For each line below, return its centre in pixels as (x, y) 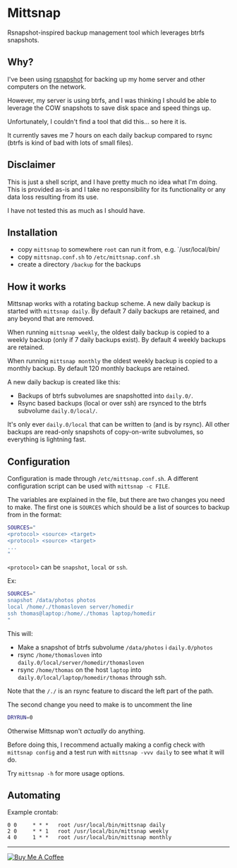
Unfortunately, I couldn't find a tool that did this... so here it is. (97, 121)
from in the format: (35, 515)
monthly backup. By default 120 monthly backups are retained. (98, 369)
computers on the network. (47, 87)
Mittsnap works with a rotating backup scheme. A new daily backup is (109, 304)
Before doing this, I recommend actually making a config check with (106, 745)
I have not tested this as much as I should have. (76, 210)
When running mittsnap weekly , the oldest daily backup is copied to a (108, 332)
